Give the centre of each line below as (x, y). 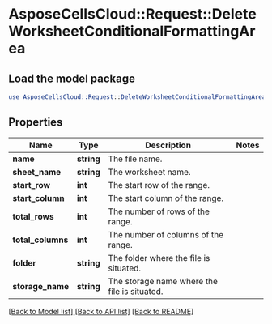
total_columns (40, 240)
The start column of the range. (166, 198)
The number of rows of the (159, 211)
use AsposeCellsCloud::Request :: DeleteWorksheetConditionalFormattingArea (137, 97)
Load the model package (72, 78)
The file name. (135, 159)
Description (168, 145)
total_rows (33, 216)
